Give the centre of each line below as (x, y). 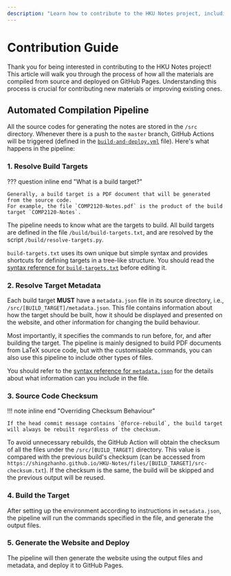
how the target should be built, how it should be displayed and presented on (115, 314)
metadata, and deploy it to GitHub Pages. (65, 565)
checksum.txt (26, 471)
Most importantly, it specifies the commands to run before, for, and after (109, 335)
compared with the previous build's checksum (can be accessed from (106, 457)
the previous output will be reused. (56, 478)
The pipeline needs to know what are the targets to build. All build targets (111, 225)
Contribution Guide (63, 47)
